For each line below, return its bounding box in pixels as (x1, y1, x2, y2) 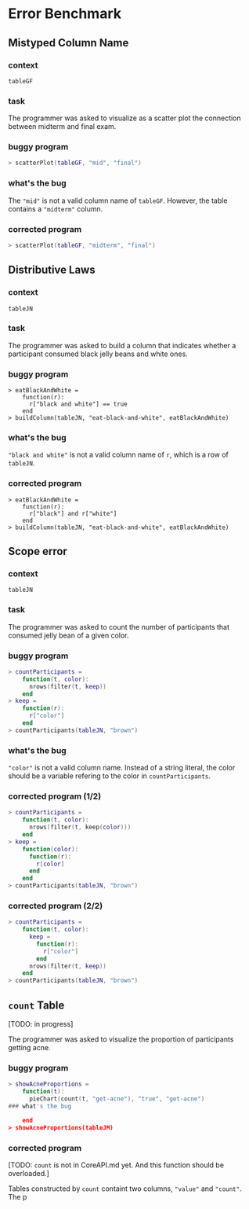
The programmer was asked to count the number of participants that (8, 622, 229, 631)
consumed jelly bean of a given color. (8, 630, 129, 640)
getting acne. (8, 1043, 51, 1053)
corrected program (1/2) (8, 791, 102, 802)
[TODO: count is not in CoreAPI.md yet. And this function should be (8, 1160, 225, 1170)
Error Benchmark (8, 5, 121, 23)
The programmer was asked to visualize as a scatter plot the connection (8, 113, 241, 123)
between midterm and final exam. (8, 122, 117, 131)
